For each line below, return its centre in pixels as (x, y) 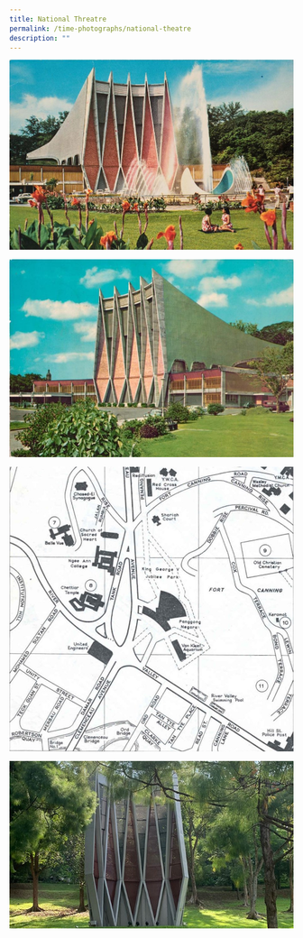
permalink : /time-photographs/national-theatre (101, 28)
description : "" (40, 38)
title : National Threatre (58, 19)
